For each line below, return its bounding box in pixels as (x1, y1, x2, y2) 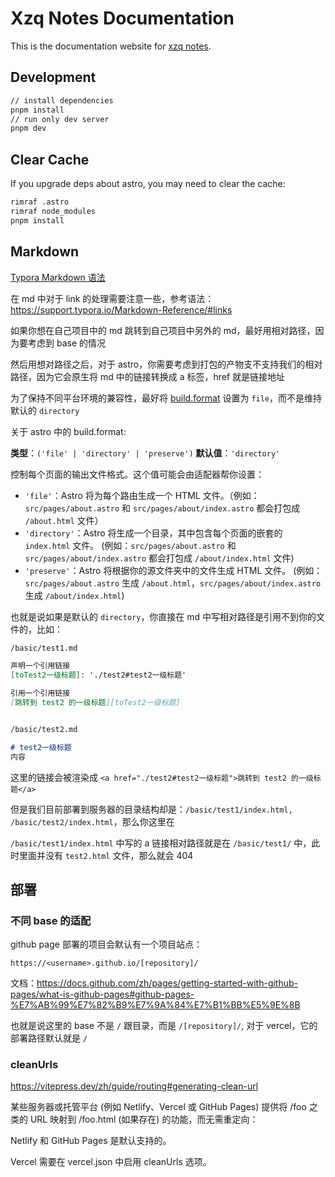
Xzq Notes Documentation (10, 7, 235, 30)
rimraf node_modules (10, 206, 97, 216)
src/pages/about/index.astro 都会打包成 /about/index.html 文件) (24, 552, 295, 564)
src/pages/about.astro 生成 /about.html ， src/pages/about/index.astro (24, 577, 322, 589)
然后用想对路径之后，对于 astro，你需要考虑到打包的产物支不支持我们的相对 (10, 358, 323, 370)
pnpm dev (10, 123, 47, 134)
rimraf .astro (10, 197, 70, 207)
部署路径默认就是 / (10, 1032, 88, 1044)
